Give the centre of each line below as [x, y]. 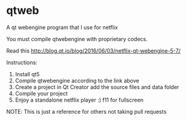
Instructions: [22, 62]
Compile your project [41, 93]
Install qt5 [27, 74]
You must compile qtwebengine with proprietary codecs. [77, 39]
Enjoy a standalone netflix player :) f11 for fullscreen [79, 100]
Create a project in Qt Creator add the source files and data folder [97, 87]
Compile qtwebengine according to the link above [77, 80]
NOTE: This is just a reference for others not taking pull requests [87, 111]
